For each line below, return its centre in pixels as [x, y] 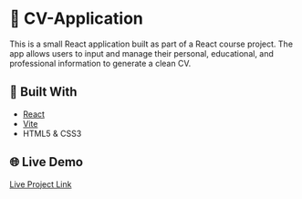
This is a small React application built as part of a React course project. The [151, 44]
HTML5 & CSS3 [52, 133]
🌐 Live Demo [47, 162]
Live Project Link [41, 184]
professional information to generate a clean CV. [100, 63]
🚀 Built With [43, 92]
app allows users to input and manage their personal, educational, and [141, 53]
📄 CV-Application [77, 19]
